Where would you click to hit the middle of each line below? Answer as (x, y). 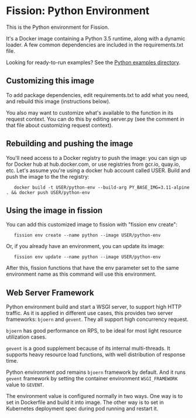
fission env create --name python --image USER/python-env (87, 235)
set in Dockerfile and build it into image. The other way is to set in (85, 402)
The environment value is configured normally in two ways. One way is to (94, 396)
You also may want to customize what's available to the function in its (90, 112)
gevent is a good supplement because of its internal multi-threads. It (88, 349)
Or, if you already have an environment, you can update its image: (85, 246)
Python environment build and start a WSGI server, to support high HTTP (94, 307)
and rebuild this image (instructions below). (58, 101)
